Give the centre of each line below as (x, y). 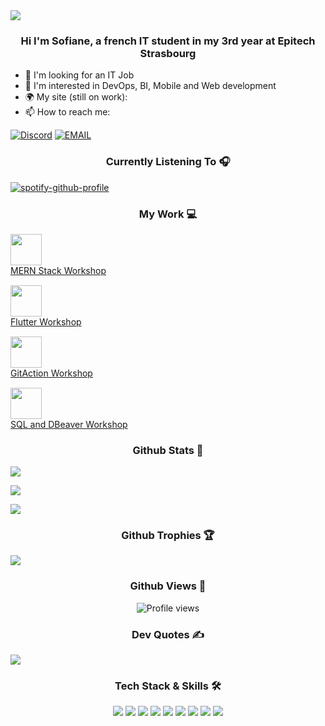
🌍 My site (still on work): (76, 97)
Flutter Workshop (46, 321)
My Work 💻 (168, 214)
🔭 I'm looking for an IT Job (79, 75)
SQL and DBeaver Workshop (69, 424)
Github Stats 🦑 (168, 450)
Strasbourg (168, 53)
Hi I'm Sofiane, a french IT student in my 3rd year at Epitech (168, 41)
